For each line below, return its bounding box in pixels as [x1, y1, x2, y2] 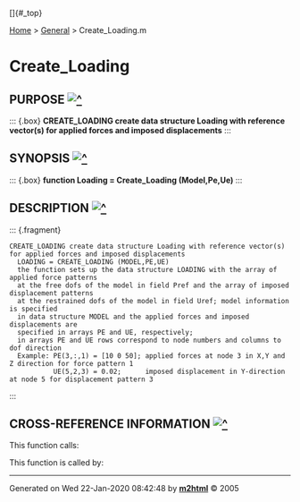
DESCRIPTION [9, 200, 89, 216]
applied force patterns [9, 273, 98, 282]
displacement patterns [9, 288, 94, 298]
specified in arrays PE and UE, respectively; [17, 328, 194, 336]
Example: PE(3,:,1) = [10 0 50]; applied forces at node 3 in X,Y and [17, 351, 286, 361]
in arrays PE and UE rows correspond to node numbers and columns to [17, 336, 281, 345]
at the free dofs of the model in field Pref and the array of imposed [17, 281, 290, 290]
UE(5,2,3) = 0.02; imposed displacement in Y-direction [53, 367, 286, 376]
